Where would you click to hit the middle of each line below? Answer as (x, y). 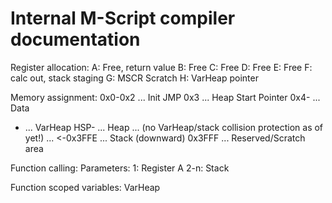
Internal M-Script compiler (123, 18)
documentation (75, 39)
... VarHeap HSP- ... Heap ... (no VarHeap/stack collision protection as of (174, 127)
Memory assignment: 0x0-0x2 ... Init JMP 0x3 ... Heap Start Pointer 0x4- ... (165, 97)
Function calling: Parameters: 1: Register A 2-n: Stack (120, 168)
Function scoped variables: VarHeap (85, 187)
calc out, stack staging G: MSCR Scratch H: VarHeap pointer (134, 78)
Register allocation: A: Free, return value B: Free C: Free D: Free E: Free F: (161, 67)
